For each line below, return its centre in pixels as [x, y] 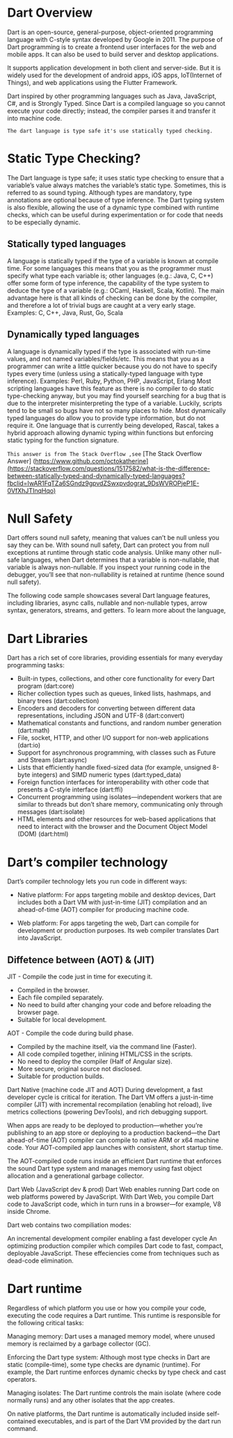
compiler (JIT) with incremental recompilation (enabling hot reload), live [110, 1105]
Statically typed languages [67, 244]
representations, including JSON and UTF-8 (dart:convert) [101, 716]
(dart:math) [33, 730]
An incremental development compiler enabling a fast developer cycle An [112, 1239]
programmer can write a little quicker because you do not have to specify [112, 366]
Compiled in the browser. [53, 990]
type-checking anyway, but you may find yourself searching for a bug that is [117, 395]
